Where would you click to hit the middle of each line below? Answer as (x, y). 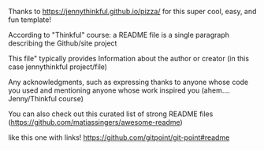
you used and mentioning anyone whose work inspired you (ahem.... (119, 90)
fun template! (30, 20)
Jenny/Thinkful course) (46, 99)
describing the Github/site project (63, 43)
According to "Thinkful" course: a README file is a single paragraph (119, 35)
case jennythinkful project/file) (58, 67)
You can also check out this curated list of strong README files (111, 114)
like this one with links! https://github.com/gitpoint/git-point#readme (119, 137)
